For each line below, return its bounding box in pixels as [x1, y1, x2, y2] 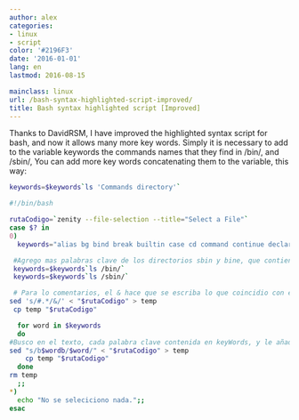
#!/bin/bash [9, 199, 53, 208]
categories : [9, 21, 53, 30]
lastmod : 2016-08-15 [9, 71, 86, 80]
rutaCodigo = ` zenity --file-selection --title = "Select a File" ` [9, 215, 249, 224]
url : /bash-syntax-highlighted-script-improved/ [9, 95, 193, 104]
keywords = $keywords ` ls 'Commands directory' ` [9, 183, 181, 192]
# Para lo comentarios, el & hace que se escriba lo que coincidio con [12, 288, 285, 298]
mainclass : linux [9, 86, 74, 96]
